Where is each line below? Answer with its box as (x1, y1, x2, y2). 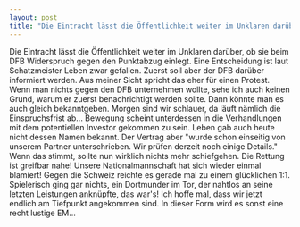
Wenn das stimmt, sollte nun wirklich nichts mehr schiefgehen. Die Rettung (9, 150, 285, 161)
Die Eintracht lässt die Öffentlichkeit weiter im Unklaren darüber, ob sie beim (9, 46, 289, 56)
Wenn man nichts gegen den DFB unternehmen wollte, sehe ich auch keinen (9, 84, 290, 95)
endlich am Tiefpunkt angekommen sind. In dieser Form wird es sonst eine (9, 198, 284, 208)
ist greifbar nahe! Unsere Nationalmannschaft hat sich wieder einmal (9, 160, 262, 171)
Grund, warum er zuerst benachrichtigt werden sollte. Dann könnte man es (9, 93, 284, 104)
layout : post (9, 13, 58, 22)
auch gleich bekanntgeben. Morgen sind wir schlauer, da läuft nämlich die (9, 103, 281, 113)
